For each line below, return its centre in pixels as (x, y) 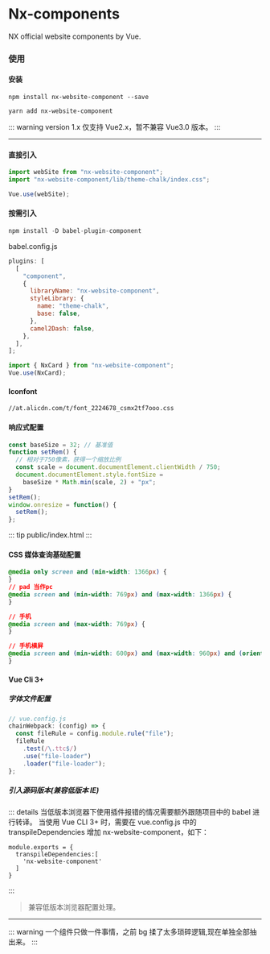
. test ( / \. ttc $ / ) (50, 749)
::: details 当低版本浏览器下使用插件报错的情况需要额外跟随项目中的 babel (130, 812)
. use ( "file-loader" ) (57, 756)
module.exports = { (41, 848)
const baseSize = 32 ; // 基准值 (61, 445)
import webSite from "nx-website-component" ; (86, 172)
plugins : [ (27, 261)
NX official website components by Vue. (75, 36)
